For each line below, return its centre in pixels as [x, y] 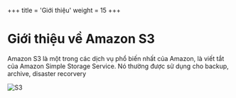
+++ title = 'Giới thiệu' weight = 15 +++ [64, 10]
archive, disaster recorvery [47, 73]
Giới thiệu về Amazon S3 [81, 39]
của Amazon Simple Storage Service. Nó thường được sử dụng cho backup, [118, 66]
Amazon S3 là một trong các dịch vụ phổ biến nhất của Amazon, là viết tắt [116, 58]
